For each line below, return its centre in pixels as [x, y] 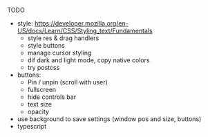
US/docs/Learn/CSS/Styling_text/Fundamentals [85, 31]
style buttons [46, 45]
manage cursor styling [59, 53]
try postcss [44, 67]
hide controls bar [52, 97]
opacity [38, 111]
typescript [32, 126]
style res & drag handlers [63, 38]
